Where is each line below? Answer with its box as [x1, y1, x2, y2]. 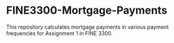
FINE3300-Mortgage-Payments [6, 4, 168, 17]
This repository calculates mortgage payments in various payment [6, 23, 169, 30]
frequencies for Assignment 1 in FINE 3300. [6, 29, 113, 36]
